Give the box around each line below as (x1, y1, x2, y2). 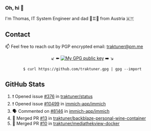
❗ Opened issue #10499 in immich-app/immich (12, 100, 106, 106)
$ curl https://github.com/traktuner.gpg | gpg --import (23, 66, 142, 72)
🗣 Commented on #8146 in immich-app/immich (12, 108, 110, 114)
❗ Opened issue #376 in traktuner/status (12, 93, 93, 99)
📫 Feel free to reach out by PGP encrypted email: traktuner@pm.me (5, 44, 143, 50)
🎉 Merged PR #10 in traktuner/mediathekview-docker (12, 120, 120, 126)
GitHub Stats (5, 80, 45, 88)
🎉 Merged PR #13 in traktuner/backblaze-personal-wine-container (12, 115, 146, 121)
